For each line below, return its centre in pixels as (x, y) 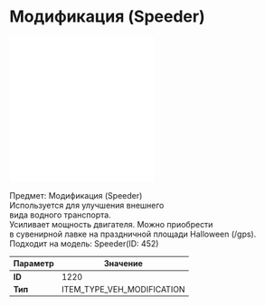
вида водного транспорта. (60, 215)
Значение (123, 264)
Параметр (33, 264)
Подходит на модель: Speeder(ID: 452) (84, 243)
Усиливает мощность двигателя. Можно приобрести (111, 224)
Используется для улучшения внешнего (87, 205)
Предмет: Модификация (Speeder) (76, 195)
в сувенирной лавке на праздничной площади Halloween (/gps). (133, 234)
